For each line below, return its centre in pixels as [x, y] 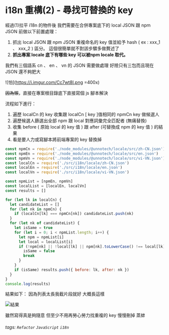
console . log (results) [28, 284]
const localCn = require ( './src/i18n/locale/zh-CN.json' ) [67, 163]
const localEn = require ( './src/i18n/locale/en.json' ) [64, 168]
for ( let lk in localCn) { [33, 200]
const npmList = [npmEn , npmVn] [39, 181]
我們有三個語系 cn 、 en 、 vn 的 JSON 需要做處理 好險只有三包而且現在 [80, 65]
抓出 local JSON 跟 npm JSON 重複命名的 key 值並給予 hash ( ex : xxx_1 [86, 42]
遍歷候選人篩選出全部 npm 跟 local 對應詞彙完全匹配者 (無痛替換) [79, 121]
